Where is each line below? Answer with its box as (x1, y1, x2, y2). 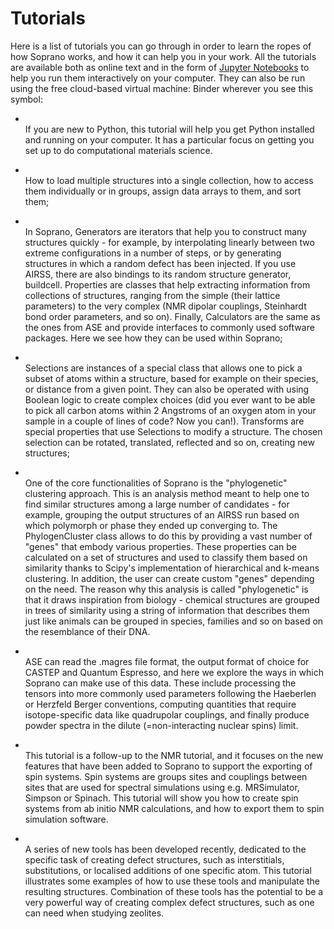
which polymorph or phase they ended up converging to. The (24, 519, 278, 531)
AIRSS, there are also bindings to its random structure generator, (24, 268, 292, 280)
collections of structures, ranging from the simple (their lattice (24, 289, 281, 301)
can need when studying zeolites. (24, 907, 165, 919)
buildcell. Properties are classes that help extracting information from (24, 278, 311, 291)
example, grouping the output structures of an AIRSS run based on (24, 508, 300, 521)
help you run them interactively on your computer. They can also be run (10, 72, 306, 84)
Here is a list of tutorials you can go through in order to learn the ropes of (10, 40, 312, 52)
